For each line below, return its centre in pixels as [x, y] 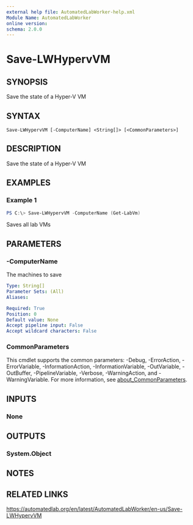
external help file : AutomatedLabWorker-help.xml [71, 12]
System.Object [29, 454]
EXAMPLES [28, 183]
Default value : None [33, 320]
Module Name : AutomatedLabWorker [49, 18]
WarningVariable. [28, 380]
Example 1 [22, 200]
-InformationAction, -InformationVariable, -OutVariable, [112, 367]
